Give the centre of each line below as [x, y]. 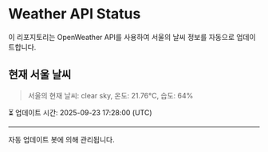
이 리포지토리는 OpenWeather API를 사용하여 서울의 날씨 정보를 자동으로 [122, 37]
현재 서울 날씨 [40, 75]
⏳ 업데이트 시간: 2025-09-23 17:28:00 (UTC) [81, 112]
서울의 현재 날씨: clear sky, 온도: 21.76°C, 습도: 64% [110, 95]
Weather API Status [75, 14]
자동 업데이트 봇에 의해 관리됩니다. [61, 139]
